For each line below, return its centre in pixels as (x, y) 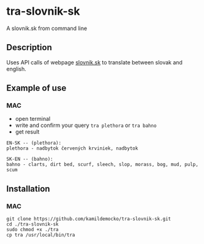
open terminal (33, 119)
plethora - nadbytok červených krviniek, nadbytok (72, 148)
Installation (28, 189)
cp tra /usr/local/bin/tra (41, 235)
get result (27, 132)
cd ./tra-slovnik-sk (33, 224)
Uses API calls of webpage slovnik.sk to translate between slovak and (94, 62)
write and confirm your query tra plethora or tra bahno (86, 125)
